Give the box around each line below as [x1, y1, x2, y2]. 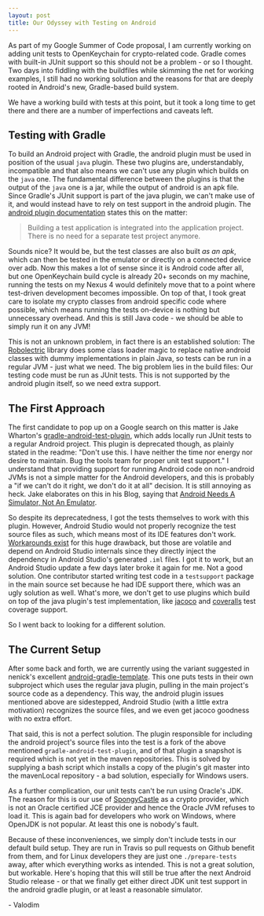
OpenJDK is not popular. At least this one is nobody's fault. [8, 819, 199, 829]
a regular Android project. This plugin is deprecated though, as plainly [8, 440, 234, 449]
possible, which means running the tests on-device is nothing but [8, 305, 220, 315]
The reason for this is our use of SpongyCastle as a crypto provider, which [8, 794, 249, 804]
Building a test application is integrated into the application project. [27, 223, 244, 233]
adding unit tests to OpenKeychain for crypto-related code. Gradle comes [8, 49, 247, 58]
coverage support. [8, 605, 68, 614]
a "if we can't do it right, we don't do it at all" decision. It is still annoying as [8, 481, 251, 491]
